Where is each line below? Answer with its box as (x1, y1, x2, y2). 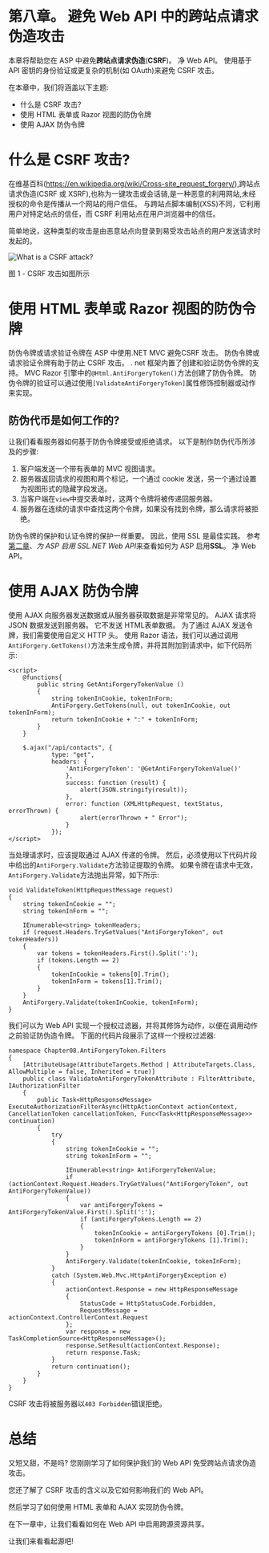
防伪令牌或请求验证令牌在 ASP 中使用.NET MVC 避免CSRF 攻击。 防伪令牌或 (8, 348, 260, 357)
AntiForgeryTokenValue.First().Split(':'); (8, 1208, 156, 1216)
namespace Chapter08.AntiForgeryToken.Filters (8, 1047, 167, 1055)
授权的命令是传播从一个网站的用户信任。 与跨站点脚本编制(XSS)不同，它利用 (8, 198, 261, 209)
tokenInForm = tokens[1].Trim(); (50, 977, 163, 986)
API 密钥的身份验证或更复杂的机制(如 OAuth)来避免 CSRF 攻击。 (8, 65, 219, 75)
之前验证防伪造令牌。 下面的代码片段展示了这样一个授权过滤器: (8, 1031, 216, 1040)
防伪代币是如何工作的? (8, 414, 120, 428)
